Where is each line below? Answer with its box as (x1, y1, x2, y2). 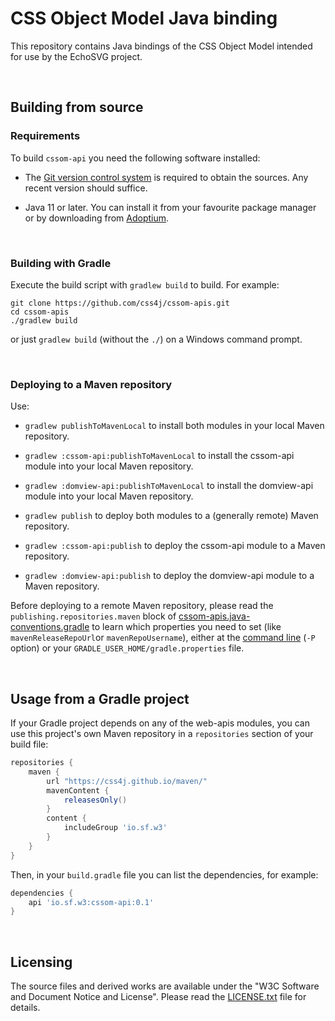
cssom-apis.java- (178, 610, 251, 622)
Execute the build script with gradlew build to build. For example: (10, 278, 280, 291)
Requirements (10, 129, 81, 143)
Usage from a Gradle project (10, 690, 190, 707)
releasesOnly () (63, 795, 128, 805)
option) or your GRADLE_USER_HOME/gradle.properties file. (10, 642, 245, 654)
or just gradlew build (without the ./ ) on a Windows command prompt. (10, 333, 303, 345)
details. (10, 1002, 41, 1014)
